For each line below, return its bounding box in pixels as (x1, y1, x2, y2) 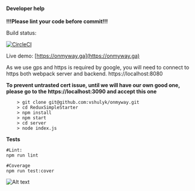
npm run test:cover (6, 168, 55, 174)
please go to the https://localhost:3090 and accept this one (6, 88, 157, 95)
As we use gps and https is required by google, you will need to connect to (6, 64, 190, 71)
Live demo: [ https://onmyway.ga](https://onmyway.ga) (6, 52, 140, 59)
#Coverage (6, 163, 31, 169)
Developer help (6, 5, 45, 12)
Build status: (6, 30, 37, 37)
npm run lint (6, 152, 39, 158)
